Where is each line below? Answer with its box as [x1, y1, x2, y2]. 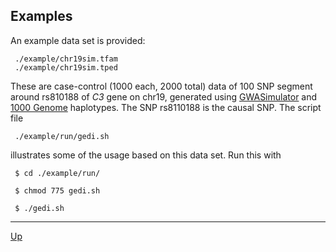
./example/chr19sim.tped [14, 62, 118, 73]
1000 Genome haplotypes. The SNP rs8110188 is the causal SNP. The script [10, 101, 322, 113]
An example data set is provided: [10, 34, 146, 46]
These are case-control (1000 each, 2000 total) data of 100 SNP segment [10, 80, 313, 92]
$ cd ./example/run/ [14, 168, 101, 178]
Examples [10, 8, 73, 25]
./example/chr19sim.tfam [14, 54, 118, 64]
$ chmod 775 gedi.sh [14, 185, 101, 196]
